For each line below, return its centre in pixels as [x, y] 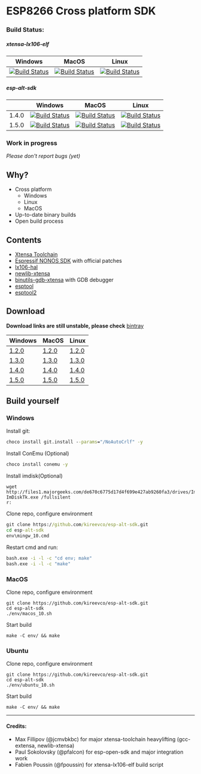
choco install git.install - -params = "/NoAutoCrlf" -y [75, 442]
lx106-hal [26, 267]
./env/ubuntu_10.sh [31, 685]
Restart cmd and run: [32, 547]
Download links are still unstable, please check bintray [75, 326]
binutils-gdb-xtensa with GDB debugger [64, 280]
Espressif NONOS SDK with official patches [68, 260]
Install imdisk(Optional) [34, 476]
